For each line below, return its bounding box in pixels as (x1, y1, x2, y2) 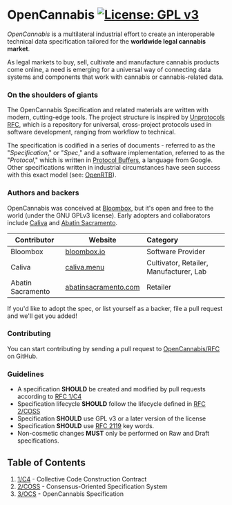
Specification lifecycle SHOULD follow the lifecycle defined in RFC (17, 400, 206, 408)
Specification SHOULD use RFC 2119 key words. (17, 422, 155, 430)
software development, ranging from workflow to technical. (7, 128, 176, 136)
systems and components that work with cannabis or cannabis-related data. (7, 73, 224, 81)
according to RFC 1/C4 (17, 392, 82, 401)
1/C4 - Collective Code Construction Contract (17, 475, 147, 483)
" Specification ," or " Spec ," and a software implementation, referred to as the (7, 149, 225, 157)
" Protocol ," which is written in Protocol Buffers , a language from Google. (7, 156, 213, 164)
